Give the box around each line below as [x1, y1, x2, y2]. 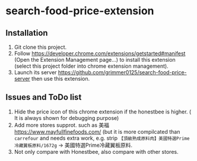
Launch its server [14, 69, 57, 75]
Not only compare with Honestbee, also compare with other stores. [14, 148, 179, 155]
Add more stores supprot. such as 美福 [14, 121, 109, 128]
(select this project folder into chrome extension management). [14, 62, 169, 70]
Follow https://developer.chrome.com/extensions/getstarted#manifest [14, 50, 186, 57]
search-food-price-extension [5, 4, 154, 18]
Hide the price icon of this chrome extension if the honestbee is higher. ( [14, 108, 192, 115]
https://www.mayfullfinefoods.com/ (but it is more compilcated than [14, 128, 180, 135]
